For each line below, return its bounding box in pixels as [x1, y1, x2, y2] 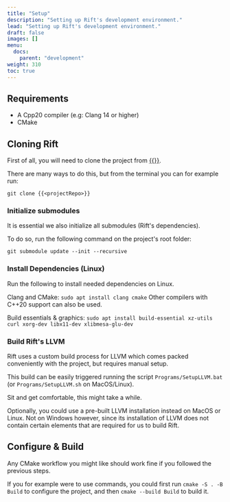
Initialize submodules [7, 206, 80, 216]
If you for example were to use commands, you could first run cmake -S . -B [7, 479, 223, 488]
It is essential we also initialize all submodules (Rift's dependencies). [7, 222, 200, 230]
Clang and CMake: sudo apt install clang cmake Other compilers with [7, 293, 208, 301]
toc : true [7, 67, 36, 74]
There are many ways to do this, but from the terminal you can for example [7, 169, 219, 178]
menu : [7, 42, 23, 49]
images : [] [7, 36, 38, 43]
